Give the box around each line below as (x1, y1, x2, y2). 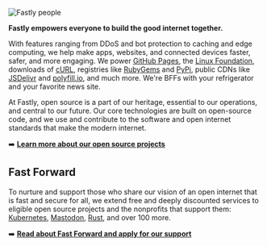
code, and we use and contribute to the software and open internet (8, 115, 232, 124)
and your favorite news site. (8, 81, 101, 91)
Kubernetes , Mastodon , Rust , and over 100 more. (8, 212, 171, 222)
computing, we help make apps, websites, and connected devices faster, (8, 48, 251, 56)
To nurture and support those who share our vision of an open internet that (8, 186, 258, 197)
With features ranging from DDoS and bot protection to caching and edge (8, 39, 252, 48)
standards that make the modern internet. (8, 123, 147, 132)
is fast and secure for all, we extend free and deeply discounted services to (8, 195, 260, 205)
